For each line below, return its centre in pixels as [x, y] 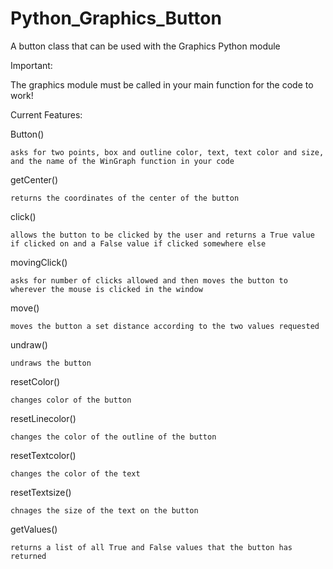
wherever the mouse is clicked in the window [106, 289]
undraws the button [51, 363]
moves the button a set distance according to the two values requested [165, 326]
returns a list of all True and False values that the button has [151, 547]
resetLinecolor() [43, 418]
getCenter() [34, 179]
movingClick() [39, 262]
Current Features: [46, 114]
